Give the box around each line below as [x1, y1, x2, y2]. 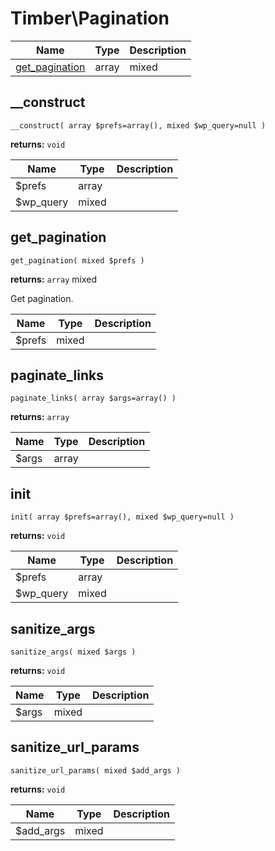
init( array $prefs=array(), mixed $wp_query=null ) [10, 512, 235, 522]
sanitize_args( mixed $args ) [10, 647, 137, 657]
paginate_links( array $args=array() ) [10, 393, 177, 404]
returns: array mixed [10, 273, 97, 285]
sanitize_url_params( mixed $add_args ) [10, 765, 182, 776]
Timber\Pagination [10, 7, 170, 30]
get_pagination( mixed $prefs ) [10, 255, 145, 266]
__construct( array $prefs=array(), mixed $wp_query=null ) [10, 120, 267, 131]
